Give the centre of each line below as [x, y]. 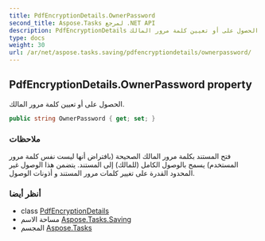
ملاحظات [25, 138]
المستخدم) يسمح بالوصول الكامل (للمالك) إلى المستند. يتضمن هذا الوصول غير [124, 165]
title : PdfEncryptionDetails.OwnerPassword [82, 16]
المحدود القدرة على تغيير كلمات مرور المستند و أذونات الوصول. [102, 173]
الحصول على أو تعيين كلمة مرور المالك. [67, 103]
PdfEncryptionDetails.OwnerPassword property [131, 85]
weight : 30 [27, 45]
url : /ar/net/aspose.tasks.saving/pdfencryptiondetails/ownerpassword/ [130, 52]
